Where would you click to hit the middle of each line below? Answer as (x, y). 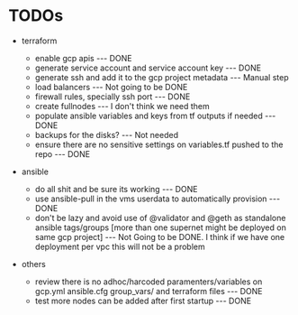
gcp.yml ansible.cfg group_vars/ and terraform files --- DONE (149, 291)
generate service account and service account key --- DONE (148, 68)
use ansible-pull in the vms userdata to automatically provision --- (158, 199)
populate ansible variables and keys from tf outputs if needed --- (155, 116)
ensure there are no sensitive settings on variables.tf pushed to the (159, 144)
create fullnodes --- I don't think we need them (122, 106)
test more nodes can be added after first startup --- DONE (143, 301)
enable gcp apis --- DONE (83, 58)
